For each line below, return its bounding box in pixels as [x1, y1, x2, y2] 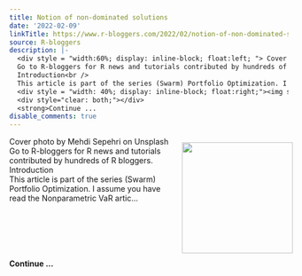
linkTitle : [9, 29, 50, 38]
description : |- [9, 46, 69, 55]
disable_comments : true [9, 112, 97, 121]
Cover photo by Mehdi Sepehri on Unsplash [9, 137, 169, 147]
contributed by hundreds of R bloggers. [9, 155, 153, 166]
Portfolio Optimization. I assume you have [9, 184, 161, 194]
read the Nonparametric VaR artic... [9, 193, 139, 204]
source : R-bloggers [9, 37, 81, 47]
